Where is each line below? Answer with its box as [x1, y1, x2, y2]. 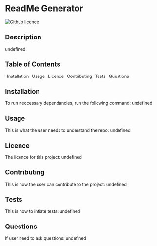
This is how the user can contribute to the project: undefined [5, 181, 127, 187]
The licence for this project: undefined [5, 154, 82, 160]
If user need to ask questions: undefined [5, 235, 86, 241]
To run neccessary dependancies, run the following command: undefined [5, 100, 153, 106]
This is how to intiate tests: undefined [5, 208, 80, 214]
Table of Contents [5, 60, 61, 69]
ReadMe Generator [5, 3, 83, 14]
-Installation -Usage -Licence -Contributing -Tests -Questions [5, 73, 129, 79]
